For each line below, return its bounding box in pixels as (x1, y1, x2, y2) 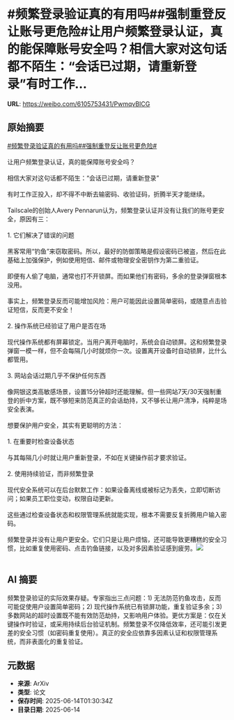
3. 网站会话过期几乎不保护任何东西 (7, 371, 107, 380)
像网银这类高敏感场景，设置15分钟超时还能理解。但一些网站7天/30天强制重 (7, 387, 222, 396)
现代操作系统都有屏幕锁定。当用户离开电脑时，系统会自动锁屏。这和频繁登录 (7, 338, 227, 346)
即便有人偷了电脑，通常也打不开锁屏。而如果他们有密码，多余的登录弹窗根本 (7, 271, 227, 280)
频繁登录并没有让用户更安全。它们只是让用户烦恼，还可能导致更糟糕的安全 (7, 535, 221, 543)
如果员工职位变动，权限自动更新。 (19, 494, 117, 502)
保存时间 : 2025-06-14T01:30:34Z (17, 697, 114, 705)
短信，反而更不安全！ (13, 305, 75, 314)
